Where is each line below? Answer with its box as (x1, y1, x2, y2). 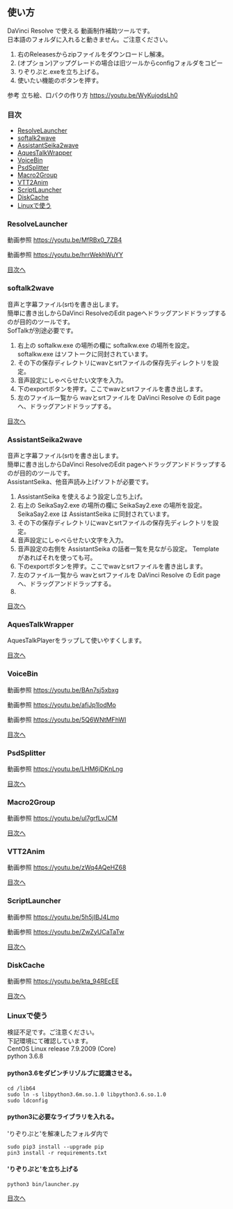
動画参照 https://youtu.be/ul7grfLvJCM (7, 814, 118, 823)
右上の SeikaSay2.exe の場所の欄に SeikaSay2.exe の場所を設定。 (17, 501, 207, 509)
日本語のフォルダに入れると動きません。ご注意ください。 (7, 35, 172, 43)
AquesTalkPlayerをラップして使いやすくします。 (7, 637, 146, 645)
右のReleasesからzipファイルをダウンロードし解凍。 (17, 50, 168, 58)
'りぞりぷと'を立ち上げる (7, 1165, 79, 1173)
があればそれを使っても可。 (17, 554, 97, 561)
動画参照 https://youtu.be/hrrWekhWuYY (7, 250, 124, 259)
